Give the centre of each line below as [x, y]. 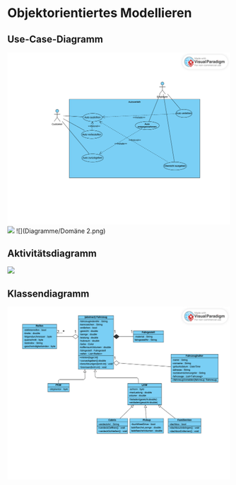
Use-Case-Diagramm [55, 39]
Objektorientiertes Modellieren [100, 13]
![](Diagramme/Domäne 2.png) [61, 231]
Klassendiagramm [48, 293]
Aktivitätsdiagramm [52, 253]
